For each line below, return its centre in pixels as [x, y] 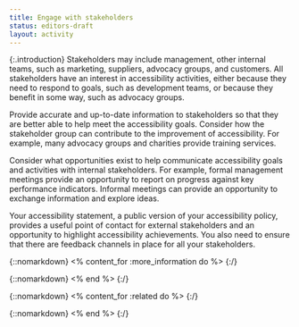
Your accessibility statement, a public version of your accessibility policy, [144, 216]
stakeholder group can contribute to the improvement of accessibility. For [144, 134]
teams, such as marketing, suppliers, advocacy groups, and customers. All [146, 69]
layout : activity [42, 34]
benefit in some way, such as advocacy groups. [97, 97]
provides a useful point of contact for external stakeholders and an [132, 225]
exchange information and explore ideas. [84, 198]
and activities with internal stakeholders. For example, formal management [146, 170]
